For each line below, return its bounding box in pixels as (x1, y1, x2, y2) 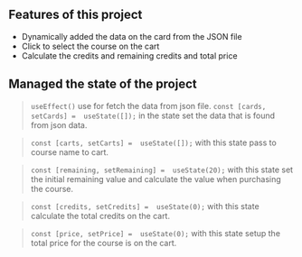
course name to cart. (30, 146, 109, 157)
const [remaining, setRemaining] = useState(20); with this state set (30, 164, 294, 175)
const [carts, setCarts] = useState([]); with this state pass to (30, 137, 277, 148)
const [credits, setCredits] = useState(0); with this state (30, 200, 260, 211)
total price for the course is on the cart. (30, 237, 177, 248)
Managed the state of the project (8, 77, 197, 92)
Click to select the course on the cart (21, 41, 160, 51)
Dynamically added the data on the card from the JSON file (21, 31, 242, 41)
